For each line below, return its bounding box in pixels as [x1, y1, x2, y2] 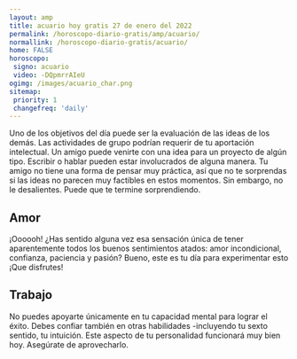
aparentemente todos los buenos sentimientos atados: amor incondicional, [9, 243, 282, 254]
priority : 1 [12, 95, 58, 105]
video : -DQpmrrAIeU [12, 71, 86, 80]
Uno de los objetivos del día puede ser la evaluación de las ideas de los [9, 128, 270, 138]
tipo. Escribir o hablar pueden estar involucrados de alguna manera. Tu [9, 156, 269, 167]
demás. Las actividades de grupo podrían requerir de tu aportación [9, 137, 254, 148]
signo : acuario [12, 63, 69, 72]
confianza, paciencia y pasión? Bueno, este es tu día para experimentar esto [9, 253, 289, 263]
